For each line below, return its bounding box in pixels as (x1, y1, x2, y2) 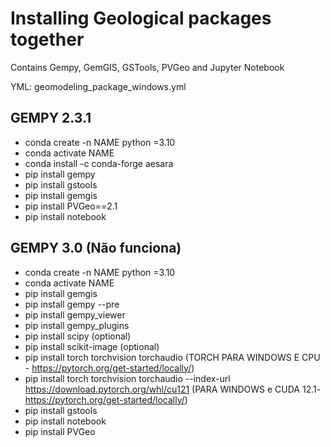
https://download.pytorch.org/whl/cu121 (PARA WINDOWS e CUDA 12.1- (24, 383, 322, 395)
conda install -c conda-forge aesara (24, 157, 174, 169)
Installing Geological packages (10, 7, 272, 30)
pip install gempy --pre (24, 298, 120, 310)
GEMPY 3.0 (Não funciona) (10, 240, 182, 257)
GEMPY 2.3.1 (10, 110, 92, 127)
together (10, 28, 85, 51)
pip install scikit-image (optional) (24, 340, 160, 352)
